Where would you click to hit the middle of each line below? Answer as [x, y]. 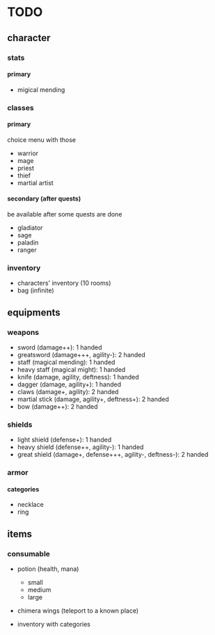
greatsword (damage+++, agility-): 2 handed [81, 355]
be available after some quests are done [65, 214]
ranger [27, 250]
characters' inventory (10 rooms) [64, 283]
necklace [30, 505]
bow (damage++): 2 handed [57, 407]
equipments [34, 312]
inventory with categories [54, 625]
